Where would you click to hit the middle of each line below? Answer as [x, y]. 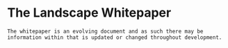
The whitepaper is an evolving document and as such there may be [105, 31]
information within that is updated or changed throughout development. [115, 37]
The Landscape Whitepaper [89, 13]
